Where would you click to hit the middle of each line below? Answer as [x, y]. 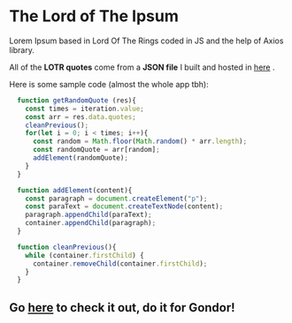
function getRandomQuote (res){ [77, 100]
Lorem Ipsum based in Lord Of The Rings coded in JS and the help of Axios [146, 41]
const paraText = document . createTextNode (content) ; [124, 207]
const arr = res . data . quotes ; [81, 116]
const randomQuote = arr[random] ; [96, 150]
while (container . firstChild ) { [85, 255]
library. [22, 49]
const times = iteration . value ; [85, 109]
